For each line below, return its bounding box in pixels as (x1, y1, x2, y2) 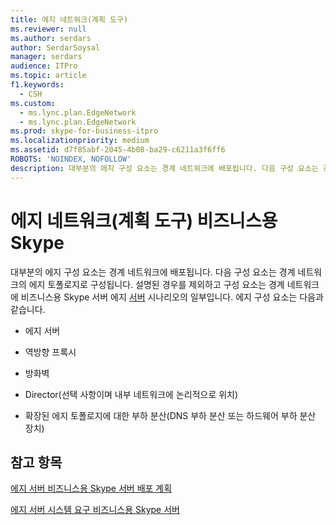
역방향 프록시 (24, 346, 77, 358)
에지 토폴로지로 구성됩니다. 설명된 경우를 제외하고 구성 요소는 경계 (28, 278, 285, 290)
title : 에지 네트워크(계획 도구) (10, 14, 129, 25)
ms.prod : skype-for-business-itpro (10, 126, 159, 136)
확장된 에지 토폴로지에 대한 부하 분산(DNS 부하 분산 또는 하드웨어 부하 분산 (24, 409, 317, 421)
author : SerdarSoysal (10, 42, 101, 53)
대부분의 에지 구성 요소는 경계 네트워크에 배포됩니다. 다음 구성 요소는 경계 (10, 266, 296, 278)
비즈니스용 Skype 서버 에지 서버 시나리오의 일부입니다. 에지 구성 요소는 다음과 (20, 291, 324, 303)
